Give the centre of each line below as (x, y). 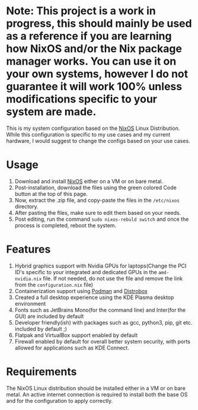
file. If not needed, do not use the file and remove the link (113, 278)
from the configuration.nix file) (54, 285)
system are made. (51, 112)
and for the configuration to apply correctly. (60, 401)
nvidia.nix (28, 279)
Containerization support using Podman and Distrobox (81, 291)
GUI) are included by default (49, 316)
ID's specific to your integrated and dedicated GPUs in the (86, 272)
